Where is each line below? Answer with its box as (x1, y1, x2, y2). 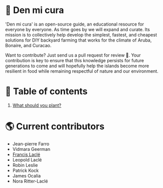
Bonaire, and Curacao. (5, 42, 52, 48)
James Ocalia (12, 172, 41, 178)
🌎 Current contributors (5, 121, 105, 132)
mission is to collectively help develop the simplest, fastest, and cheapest (5, 32, 157, 38)
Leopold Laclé (12, 156, 42, 162)
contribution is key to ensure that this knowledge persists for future (5, 57, 144, 63)
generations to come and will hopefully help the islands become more (5, 63, 149, 69)
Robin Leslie (12, 162, 38, 168)
